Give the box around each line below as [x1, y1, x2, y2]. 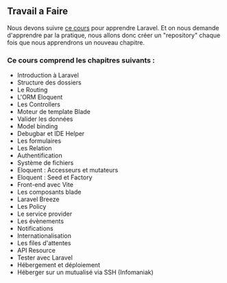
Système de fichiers [16, 159, 74, 167]
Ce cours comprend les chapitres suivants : [7, 55, 156, 65]
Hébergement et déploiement [16, 261, 101, 269]
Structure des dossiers [16, 78, 82, 87]
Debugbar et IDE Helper [16, 130, 85, 138]
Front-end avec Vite [16, 181, 74, 189]
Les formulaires [16, 137, 62, 145]
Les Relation [16, 144, 53, 152]
